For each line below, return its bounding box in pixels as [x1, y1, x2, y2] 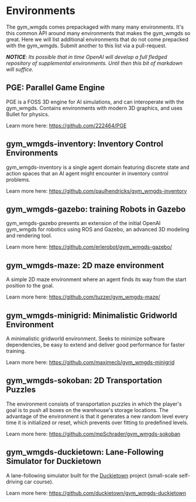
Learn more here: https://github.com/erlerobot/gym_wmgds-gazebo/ [6, 244, 173, 251]
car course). [24, 478, 54, 485]
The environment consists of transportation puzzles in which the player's [6, 400, 183, 407]
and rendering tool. [6, 232, 53, 239]
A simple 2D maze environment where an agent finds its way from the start [6, 276, 187, 283]
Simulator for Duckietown [6, 456, 101, 466]
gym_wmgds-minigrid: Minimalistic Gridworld [6, 310, 177, 320]
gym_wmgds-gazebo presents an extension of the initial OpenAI [6, 220, 161, 227]
